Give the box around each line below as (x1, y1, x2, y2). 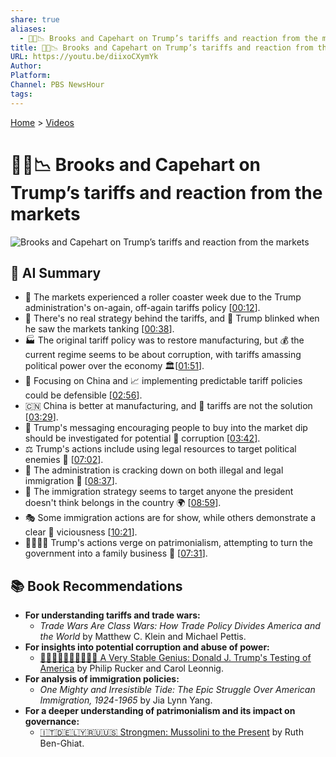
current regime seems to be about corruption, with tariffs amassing (24, 349, 302, 361)
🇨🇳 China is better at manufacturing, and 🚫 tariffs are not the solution (24, 400, 313, 412)
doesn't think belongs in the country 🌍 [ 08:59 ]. (24, 497, 222, 509)
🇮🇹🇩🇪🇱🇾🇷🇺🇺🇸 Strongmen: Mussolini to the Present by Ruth (39, 726, 304, 738)
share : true (10, 14, 60, 25)
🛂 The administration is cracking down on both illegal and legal (24, 464, 284, 476)
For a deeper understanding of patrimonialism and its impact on (24, 705, 296, 717)
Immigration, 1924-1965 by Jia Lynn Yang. (39, 694, 213, 706)
